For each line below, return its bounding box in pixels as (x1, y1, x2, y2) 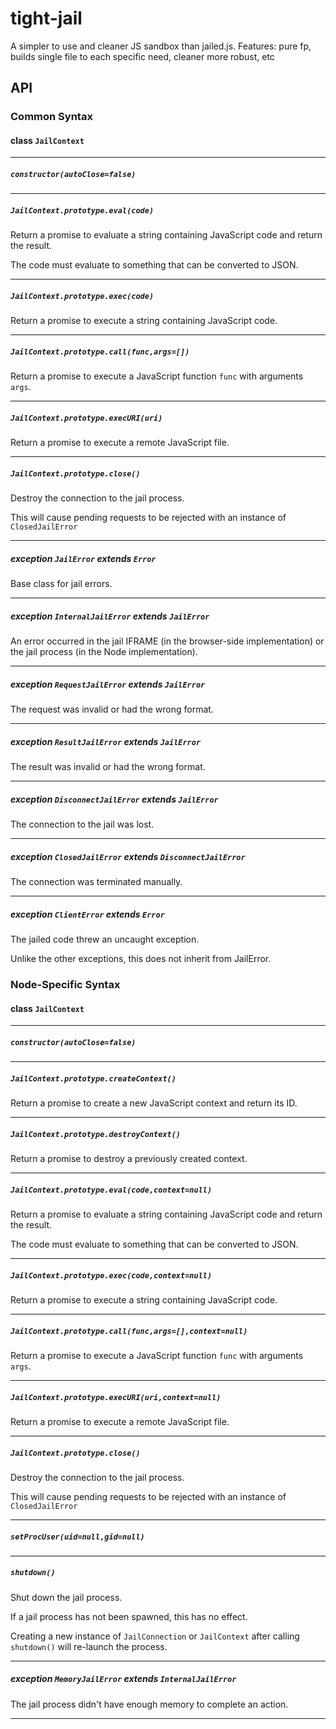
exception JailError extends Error (10, 552, 157, 564)
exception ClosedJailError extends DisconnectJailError (10, 850, 246, 862)
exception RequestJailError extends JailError (10, 678, 206, 690)
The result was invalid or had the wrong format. (10, 761, 206, 773)
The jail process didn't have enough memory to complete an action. (10, 1698, 289, 1710)
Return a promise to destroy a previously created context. (10, 1153, 248, 1165)
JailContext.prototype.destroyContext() (10, 1129, 182, 1139)
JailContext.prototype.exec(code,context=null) (10, 1270, 213, 1281)
